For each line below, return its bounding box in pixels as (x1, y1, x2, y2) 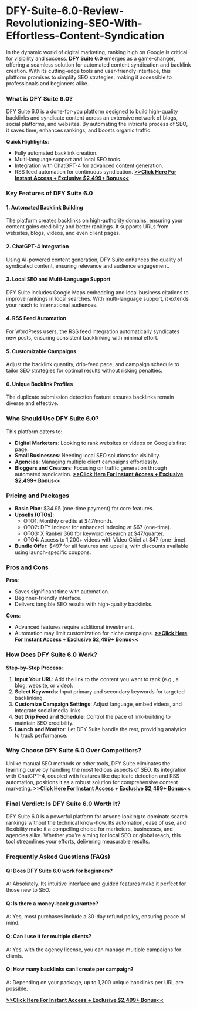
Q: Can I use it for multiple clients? (6, 933, 92, 940)
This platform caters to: (6, 428, 63, 435)
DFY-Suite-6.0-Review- (6, 4, 124, 18)
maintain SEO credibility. (14, 719, 74, 726)
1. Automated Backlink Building (6, 204, 83, 211)
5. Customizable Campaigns (6, 347, 76, 354)
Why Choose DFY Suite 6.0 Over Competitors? (6, 746, 142, 755)
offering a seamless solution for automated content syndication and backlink (6, 61, 191, 68)
